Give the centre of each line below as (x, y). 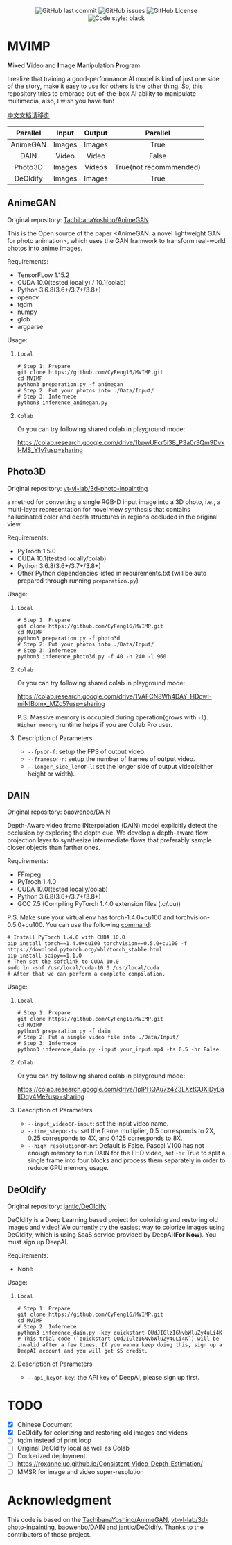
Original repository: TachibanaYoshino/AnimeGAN (78, 219)
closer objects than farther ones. (54, 848)
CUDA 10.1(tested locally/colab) (62, 558)
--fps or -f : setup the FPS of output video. (87, 751)
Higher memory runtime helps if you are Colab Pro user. (95, 724)
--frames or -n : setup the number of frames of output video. (111, 759)
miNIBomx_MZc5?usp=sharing (61, 703)
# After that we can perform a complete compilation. (87, 974)
